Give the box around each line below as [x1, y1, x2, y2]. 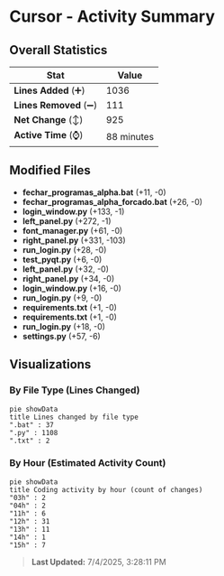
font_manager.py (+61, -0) [22, 225, 123, 236]
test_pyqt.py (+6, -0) [22, 254, 103, 265]
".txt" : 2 [9, 436, 50, 445]
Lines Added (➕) [13, 84, 85, 97]
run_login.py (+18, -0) [22, 321, 106, 331]
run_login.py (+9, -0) [22, 292, 103, 303]
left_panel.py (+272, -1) [22, 215, 112, 227]
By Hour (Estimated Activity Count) [9, 457, 166, 469]
